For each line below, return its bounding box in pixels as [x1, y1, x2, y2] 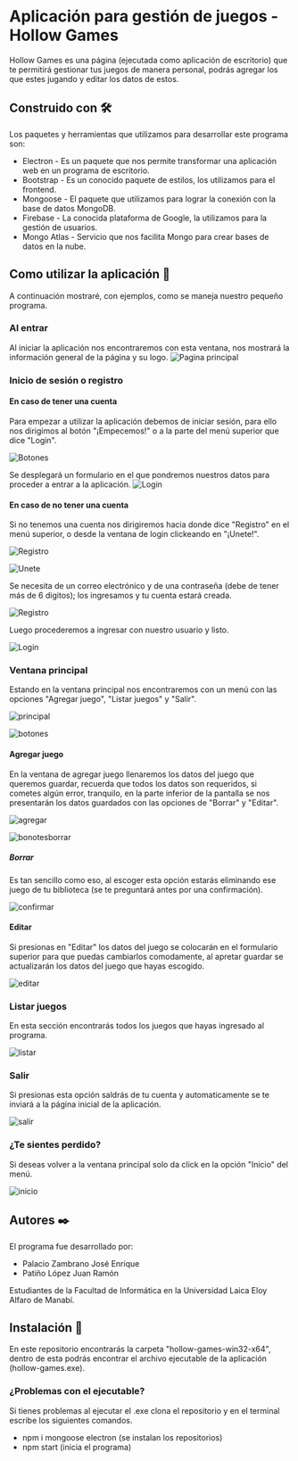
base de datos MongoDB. [21, 202, 116, 213]
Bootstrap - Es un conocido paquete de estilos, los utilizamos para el [21, 174, 276, 185]
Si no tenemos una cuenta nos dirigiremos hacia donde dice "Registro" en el [9, 519, 290, 530]
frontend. [21, 184, 57, 194]
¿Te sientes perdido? [9, 1139, 102, 1151]
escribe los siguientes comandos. [9, 1415, 133, 1425]
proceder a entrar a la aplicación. [9, 479, 131, 490]
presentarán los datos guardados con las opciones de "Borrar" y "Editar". [9, 797, 279, 808]
